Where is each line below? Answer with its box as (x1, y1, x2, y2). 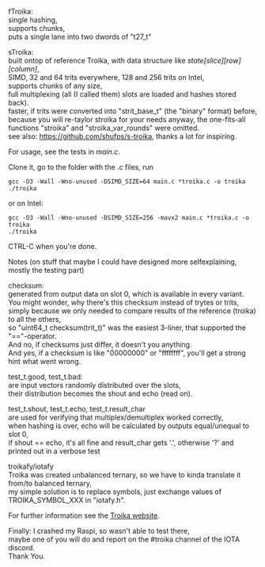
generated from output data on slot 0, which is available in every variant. (8, 289, 244, 298)
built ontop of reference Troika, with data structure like (8, 56, 186, 65)
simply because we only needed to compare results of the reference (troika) (8, 306, 257, 316)
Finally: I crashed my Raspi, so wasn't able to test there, (8, 527, 190, 535)
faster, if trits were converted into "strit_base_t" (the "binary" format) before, (8, 106, 257, 116)
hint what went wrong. (8, 357, 81, 366)
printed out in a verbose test (8, 446, 100, 455)
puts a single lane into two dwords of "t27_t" (8, 32, 152, 41)
